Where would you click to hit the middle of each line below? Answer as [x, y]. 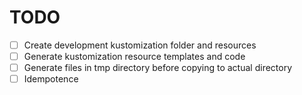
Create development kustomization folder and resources [140, 45]
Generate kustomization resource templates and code [134, 56]
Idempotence [51, 79]
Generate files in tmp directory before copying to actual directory [158, 68]
